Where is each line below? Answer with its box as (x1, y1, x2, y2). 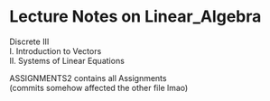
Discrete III (9, 36, 50, 47)
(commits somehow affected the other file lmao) (9, 82, 189, 93)
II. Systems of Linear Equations (9, 55, 125, 66)
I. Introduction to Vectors (9, 45, 102, 56)
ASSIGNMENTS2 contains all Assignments (9, 72, 167, 83)
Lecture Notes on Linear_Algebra (9, 6, 262, 27)
